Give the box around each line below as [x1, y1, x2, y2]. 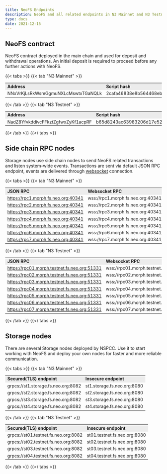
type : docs [5, 16, 28, 21]
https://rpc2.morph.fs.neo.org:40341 [7, 202, 83, 208]
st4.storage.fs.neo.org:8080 [85, 403, 143, 409]
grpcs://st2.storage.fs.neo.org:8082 [7, 389, 82, 395]
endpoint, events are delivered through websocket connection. [5, 168, 134, 174]
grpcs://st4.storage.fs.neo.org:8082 [7, 403, 82, 409]
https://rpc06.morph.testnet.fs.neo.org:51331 [7, 299, 102, 306]
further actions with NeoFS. [5, 63, 62, 70]
